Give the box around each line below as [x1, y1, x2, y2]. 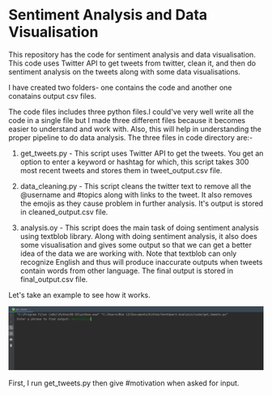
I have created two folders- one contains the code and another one [8, 83, 232, 92]
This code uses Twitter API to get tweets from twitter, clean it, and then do [8, 58, 257, 68]
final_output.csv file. [19, 274, 88, 284]
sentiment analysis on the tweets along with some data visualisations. [8, 66, 241, 76]
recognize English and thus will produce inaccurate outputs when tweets [19, 257, 263, 266]
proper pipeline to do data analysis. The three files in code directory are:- [8, 132, 253, 143]
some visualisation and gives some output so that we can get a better [19, 240, 253, 249]
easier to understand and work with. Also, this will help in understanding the [8, 124, 261, 134]
